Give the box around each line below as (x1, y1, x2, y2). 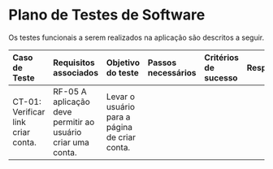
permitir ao (52, 116, 95, 128)
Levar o (106, 91, 136, 102)
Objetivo (106, 57, 141, 68)
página (106, 121, 132, 132)
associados (52, 67, 99, 78)
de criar (106, 132, 136, 143)
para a (106, 111, 131, 123)
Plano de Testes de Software (8, 6, 206, 24)
